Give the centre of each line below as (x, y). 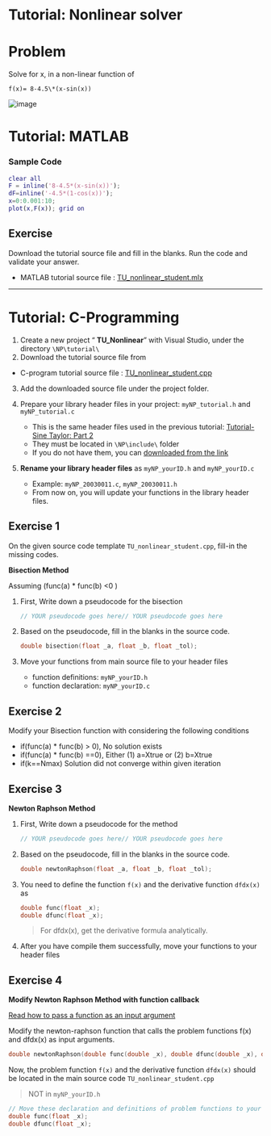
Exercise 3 (35, 789)
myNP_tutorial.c (47, 412)
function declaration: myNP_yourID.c (91, 686)
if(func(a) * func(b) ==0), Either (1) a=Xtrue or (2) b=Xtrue (116, 755)
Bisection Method (39, 570)
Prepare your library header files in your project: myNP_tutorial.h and (135, 404)
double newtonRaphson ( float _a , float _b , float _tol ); (116, 869)
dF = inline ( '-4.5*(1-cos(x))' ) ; (61, 194)
